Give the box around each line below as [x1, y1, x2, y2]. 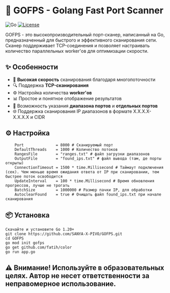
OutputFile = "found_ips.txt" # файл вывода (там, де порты [14, 156, 161, 161]
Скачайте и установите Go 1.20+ [5, 227, 74, 232]
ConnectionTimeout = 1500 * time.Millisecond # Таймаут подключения [14, 165, 164, 170]
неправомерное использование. [5, 279, 116, 288]
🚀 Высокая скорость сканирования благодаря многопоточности [12, 76, 156, 83]
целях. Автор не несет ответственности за [5, 271, 150, 280]
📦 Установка [5, 210, 50, 220]
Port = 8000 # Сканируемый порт [14, 142, 114, 148]
